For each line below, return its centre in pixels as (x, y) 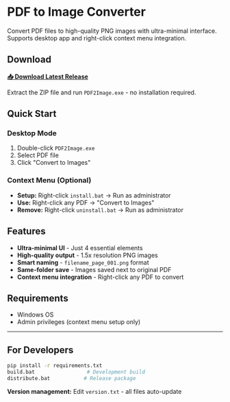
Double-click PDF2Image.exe (56, 148)
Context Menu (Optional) (49, 180)
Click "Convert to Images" (54, 163)
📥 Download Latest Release (48, 77)
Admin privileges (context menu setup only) (79, 322)
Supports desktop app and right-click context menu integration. (97, 38)
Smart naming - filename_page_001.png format (83, 262)
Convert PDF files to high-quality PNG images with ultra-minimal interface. (112, 31)
